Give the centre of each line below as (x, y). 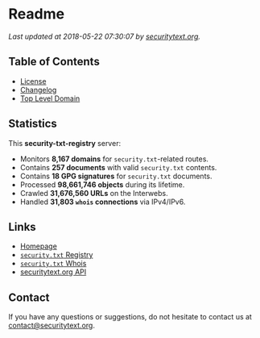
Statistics (33, 124)
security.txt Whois (53, 264)
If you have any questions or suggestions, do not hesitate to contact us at (130, 317)
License (33, 81)
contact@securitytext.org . (52, 325)
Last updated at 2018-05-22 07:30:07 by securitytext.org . (105, 36)
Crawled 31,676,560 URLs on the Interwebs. (94, 193)
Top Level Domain (50, 98)
